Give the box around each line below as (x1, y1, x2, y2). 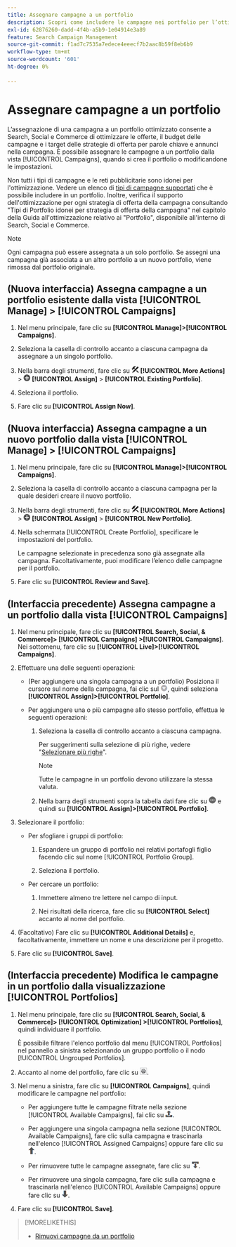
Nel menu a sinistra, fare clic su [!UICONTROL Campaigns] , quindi (17, 1081, 211, 1090)
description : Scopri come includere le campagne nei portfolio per (7, 18, 209, 26)
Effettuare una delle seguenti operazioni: (17, 664, 136, 672)
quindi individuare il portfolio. (17, 1025, 102, 1034)
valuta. (38, 783, 58, 791)
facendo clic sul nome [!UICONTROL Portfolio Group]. (38, 853, 195, 861)
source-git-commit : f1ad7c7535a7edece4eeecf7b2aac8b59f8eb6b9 (7, 41, 193, 48)
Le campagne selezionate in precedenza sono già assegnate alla (17, 549, 205, 557)
